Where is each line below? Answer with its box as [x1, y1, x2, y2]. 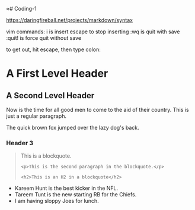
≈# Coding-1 [6, 5, 37, 12]
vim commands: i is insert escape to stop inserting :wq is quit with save [6, 28, 180, 35]
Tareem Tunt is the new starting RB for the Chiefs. [14, 191, 137, 198]
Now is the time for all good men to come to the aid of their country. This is [6, 106, 189, 113]
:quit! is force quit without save [6, 35, 82, 41]
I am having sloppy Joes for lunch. [14, 198, 99, 205]
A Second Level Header [6, 90, 95, 101]
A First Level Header [6, 67, 108, 80]
